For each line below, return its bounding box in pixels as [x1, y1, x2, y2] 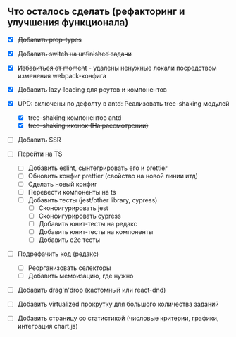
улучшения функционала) [7, 17, 129, 29]
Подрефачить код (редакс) [17, 250, 99, 258]
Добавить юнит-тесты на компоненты [38, 227, 154, 235]
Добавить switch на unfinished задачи [17, 49, 132, 58]
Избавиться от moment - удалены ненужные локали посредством [17, 63, 217, 72]
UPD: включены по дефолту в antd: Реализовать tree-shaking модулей [17, 99, 230, 108]
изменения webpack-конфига [17, 72, 107, 80]
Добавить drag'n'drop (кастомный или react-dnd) [17, 286, 166, 295]
